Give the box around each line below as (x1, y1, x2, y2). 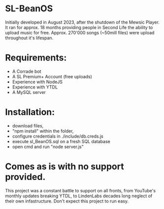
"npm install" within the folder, (12, 128, 74, 134)
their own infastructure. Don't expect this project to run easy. (5, 198, 129, 204)
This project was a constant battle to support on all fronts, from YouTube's (5, 187, 156, 193)
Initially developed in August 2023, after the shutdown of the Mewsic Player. (5, 19, 160, 25)
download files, (12, 122, 44, 128)
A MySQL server (12, 89, 46, 95)
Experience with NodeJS (12, 79, 63, 85)
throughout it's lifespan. (5, 35, 54, 41)
